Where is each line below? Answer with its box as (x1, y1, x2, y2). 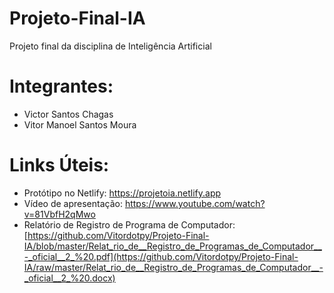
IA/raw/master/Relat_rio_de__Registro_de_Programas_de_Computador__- (23, 261, 324, 273)
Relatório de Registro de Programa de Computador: (23, 218, 236, 231)
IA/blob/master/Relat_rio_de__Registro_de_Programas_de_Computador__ (23, 240, 322, 252)
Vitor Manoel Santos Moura (23, 118, 137, 131)
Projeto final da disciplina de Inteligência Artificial (9, 40, 212, 52)
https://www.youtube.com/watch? (124, 197, 266, 209)
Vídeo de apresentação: (23, 197, 123, 209)
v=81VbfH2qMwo (23, 208, 96, 220)
